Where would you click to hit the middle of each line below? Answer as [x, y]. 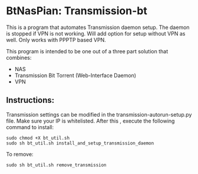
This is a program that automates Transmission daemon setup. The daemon [98, 27]
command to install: [30, 127]
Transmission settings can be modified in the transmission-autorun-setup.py [99, 114]
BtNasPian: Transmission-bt [77, 11]
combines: [19, 57]
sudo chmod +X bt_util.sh [38, 138]
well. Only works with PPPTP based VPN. [56, 40]
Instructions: [30, 100]
